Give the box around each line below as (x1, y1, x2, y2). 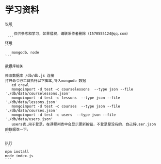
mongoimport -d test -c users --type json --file (11, 112, 116, 117)
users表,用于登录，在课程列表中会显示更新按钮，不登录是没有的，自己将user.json (11, 122, 156, 127)
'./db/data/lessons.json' (5, 99, 57, 105)
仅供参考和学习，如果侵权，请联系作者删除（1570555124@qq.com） (14, 31, 130, 36)
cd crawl (11, 82, 29, 88)
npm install (5, 149, 29, 154)
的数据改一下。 (5, 127, 31, 132)
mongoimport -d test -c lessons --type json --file (11, 95, 120, 100)
